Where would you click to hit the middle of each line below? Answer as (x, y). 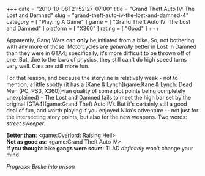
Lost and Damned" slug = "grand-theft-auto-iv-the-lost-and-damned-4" (97, 15)
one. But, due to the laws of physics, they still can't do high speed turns (97, 60)
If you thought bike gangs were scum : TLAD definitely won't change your (100, 148)
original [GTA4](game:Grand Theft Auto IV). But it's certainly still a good (97, 104)
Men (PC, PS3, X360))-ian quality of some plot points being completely (96, 91)
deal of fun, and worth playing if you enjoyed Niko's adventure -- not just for (102, 110)
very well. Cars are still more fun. (48, 66)
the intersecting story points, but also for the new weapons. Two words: (97, 117)
